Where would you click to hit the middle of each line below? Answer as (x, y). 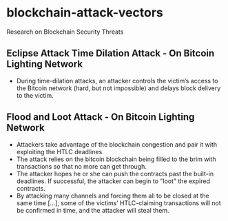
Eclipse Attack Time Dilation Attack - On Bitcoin (111, 53)
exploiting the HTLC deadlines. (60, 151)
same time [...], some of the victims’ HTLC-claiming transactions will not (118, 203)
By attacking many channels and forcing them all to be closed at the (113, 196)
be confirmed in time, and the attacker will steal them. (93, 210)
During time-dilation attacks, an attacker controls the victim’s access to (117, 81)
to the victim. (35, 95)
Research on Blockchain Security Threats (65, 32)
